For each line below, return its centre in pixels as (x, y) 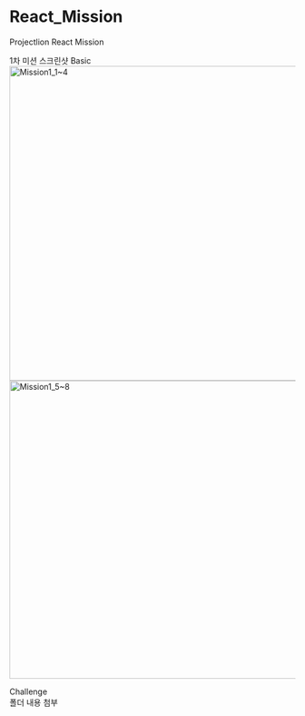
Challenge (29, 691)
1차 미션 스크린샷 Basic (50, 60)
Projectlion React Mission (57, 42)
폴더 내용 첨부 (34, 702)
